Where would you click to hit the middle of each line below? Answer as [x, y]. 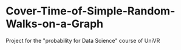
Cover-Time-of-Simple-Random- [90, 11]
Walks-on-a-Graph [55, 24]
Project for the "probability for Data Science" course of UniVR [83, 40]
